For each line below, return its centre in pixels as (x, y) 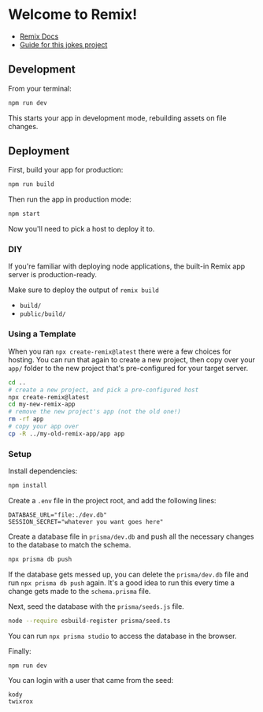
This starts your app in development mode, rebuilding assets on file (117, 118)
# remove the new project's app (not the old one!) (94, 412)
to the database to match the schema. (70, 544)
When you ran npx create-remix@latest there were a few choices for (120, 351)
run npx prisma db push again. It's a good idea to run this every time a (121, 582)
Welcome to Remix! (73, 15)
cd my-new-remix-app (42, 404)
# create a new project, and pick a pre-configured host (104, 390)
